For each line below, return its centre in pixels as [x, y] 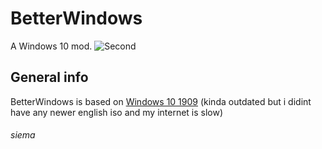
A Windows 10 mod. [51, 46]
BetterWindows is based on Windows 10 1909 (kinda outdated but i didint [161, 101]
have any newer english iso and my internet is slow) [117, 112]
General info [49, 77]
